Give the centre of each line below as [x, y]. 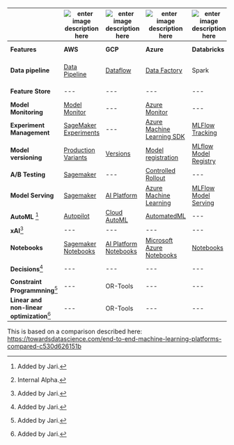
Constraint [26, 282]
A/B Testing [28, 174]
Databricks [208, 50]
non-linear [26, 308]
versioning [26, 157]
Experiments [81, 133]
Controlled [161, 171]
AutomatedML [166, 216]
